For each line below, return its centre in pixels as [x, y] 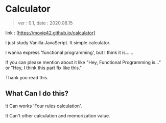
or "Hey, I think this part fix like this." [44, 68]
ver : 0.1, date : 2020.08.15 [45, 23]
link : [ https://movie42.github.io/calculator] [50, 33]
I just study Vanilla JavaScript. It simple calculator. [58, 42]
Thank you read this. [27, 77]
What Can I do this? [37, 94]
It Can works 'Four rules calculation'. [44, 106]
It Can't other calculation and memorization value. [58, 115]
